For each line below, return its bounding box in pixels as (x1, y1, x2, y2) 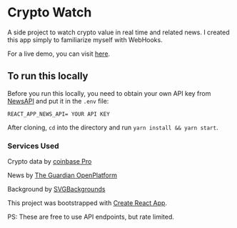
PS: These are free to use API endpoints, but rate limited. (7, 212, 175, 222)
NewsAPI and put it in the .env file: (7, 96, 109, 105)
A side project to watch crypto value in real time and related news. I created (7, 28, 230, 36)
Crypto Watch (7, 4, 92, 21)
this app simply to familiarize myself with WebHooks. (7, 35, 163, 44)
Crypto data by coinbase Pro (7, 157, 92, 166)
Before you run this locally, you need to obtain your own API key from (7, 89, 211, 97)
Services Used (7, 141, 59, 151)
